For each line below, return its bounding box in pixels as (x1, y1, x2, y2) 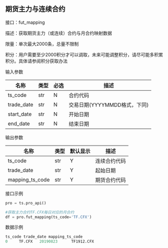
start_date (8, 111, 32, 118)
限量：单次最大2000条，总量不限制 (5, 41, 79, 47)
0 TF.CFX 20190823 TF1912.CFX (5, 239, 94, 244)
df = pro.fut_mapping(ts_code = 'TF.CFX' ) (5, 215, 92, 220)
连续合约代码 (95, 157, 126, 164)
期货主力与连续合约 (5, 5, 65, 14)
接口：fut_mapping (5, 19, 45, 25)
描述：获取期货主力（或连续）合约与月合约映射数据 (5, 30, 112, 36)
